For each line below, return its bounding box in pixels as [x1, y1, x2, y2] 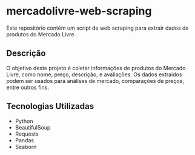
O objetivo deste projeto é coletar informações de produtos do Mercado [6, 64, 186, 71]
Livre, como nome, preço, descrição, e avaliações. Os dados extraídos [6, 71, 182, 78]
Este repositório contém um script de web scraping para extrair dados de [6, 24, 189, 31]
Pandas [15, 136, 35, 143]
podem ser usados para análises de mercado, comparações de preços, [6, 77, 185, 84]
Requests [15, 130, 39, 137]
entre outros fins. [6, 84, 50, 91]
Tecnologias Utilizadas [6, 101, 94, 111]
